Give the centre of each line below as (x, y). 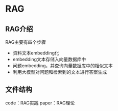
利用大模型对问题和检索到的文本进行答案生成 (60, 72)
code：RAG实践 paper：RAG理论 (40, 103)
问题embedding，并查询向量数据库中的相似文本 (63, 66)
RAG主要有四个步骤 (26, 42)
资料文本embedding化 (36, 53)
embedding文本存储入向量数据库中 (49, 59)
